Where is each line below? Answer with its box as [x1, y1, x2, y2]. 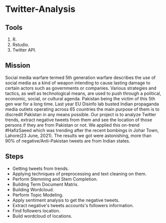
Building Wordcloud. [12, 186, 54, 192]
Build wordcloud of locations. [12, 213, 73, 219]
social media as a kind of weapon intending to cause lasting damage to [5, 79, 151, 85]
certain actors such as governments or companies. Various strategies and [5, 85, 157, 91]
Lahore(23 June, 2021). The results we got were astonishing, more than [5, 133, 152, 139]
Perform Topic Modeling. [12, 192, 64, 198]
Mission [5, 61, 31, 70]
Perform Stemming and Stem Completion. [12, 176, 98, 182]
